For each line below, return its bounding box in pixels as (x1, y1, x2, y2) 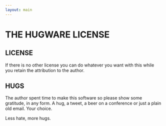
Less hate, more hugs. (5, 115, 51, 121)
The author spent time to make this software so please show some (5, 95, 142, 101)
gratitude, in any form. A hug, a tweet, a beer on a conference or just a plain (5, 100, 161, 106)
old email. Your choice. (5, 105, 52, 111)
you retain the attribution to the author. (5, 67, 85, 73)
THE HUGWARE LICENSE (5, 28, 110, 40)
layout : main (5, 7, 32, 12)
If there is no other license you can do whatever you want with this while (5, 62, 154, 68)
